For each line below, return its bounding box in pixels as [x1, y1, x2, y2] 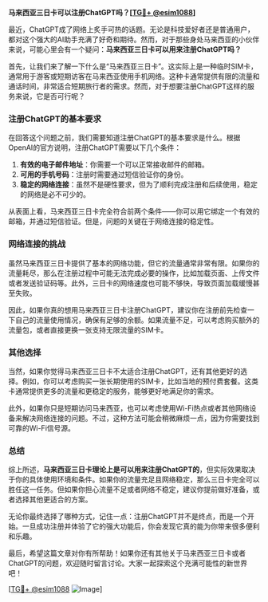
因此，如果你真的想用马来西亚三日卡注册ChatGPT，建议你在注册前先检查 [8, 305, 248, 314]
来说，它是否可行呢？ [14, 92, 85, 100]
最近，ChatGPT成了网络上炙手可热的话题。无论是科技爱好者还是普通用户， [8, 25, 255, 34]
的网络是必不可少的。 [19, 190, 90, 199]
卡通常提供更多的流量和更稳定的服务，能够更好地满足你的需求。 [8, 386, 218, 395]
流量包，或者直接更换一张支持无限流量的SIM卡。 [8, 325, 168, 334]
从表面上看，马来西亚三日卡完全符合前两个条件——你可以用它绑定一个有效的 [8, 207, 260, 216]
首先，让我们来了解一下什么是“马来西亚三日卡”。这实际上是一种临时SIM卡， [8, 61, 258, 71]
